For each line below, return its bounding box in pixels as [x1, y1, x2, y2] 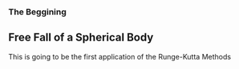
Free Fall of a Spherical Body [8, 31, 154, 44]
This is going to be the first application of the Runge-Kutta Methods [8, 52, 231, 61]
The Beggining [8, 6, 67, 17]
